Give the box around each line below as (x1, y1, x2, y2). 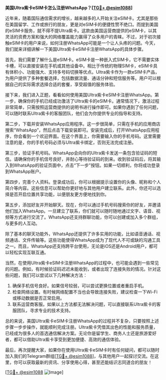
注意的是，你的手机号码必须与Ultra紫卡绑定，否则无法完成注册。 (5, 139, 136, 145)
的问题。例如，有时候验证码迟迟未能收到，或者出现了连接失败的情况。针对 (5, 266, 157, 272)
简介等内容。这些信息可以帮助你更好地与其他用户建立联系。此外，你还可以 (5, 185, 157, 191)
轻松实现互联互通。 (9, 250, 48, 255)
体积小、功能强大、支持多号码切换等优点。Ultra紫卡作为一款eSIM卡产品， (9, 69, 160, 75)
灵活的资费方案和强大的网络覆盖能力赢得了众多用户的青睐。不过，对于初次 (5, 34, 157, 40)
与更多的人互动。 (5, 220, 40, 226)
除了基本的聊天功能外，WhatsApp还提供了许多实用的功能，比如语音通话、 (5, 231, 157, 237)
